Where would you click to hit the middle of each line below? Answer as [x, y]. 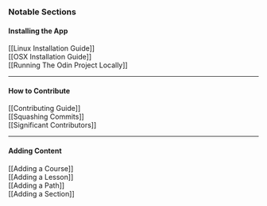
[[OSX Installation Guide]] [50, 57]
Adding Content [35, 151]
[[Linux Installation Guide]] [52, 48]
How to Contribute [39, 90]
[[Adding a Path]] [37, 185]
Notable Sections [43, 12]
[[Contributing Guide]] [44, 109]
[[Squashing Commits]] [46, 116]
